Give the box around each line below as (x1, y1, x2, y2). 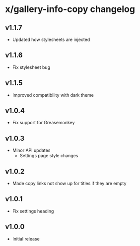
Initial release (12, 236, 40, 242)
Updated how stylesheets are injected (12, 36, 90, 42)
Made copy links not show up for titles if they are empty (12, 181, 127, 187)
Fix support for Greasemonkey (12, 120, 75, 126)
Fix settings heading (12, 208, 54, 214)
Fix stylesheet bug (12, 64, 51, 70)
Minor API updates (12, 147, 51, 153)
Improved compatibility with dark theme (12, 92, 94, 98)
